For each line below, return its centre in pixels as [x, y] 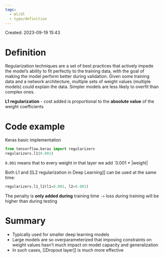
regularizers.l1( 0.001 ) [29, 154]
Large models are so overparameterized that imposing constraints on [82, 239]
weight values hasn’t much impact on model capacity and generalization [85, 245]
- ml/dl [17, 14]
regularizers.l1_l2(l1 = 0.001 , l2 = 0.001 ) [47, 187]
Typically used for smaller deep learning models [60, 234]
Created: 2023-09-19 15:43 [33, 33]
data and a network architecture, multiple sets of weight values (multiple [78, 82]
